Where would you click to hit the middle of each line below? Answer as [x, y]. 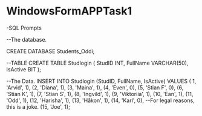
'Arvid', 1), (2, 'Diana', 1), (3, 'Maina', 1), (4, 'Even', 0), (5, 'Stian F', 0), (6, [95, 87]
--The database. [27, 39]
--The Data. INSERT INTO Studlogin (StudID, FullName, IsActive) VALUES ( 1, [101, 81]
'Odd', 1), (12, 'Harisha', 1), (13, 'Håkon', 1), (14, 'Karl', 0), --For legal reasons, [100, 100]
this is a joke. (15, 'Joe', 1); [38, 106]
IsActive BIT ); [24, 69]
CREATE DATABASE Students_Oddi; [50, 51]
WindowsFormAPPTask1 [69, 11]
